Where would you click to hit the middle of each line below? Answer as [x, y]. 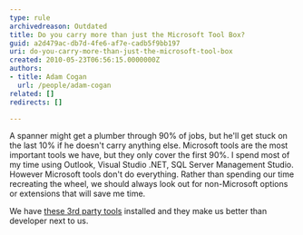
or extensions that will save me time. [78, 194]
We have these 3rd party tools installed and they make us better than [138, 211]
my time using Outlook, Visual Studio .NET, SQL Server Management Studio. [151, 165]
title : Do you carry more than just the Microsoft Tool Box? [127, 34]
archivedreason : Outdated [58, 26]
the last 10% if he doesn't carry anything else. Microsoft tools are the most [149, 145]
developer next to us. [49, 221]
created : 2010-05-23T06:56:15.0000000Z [85, 60]
